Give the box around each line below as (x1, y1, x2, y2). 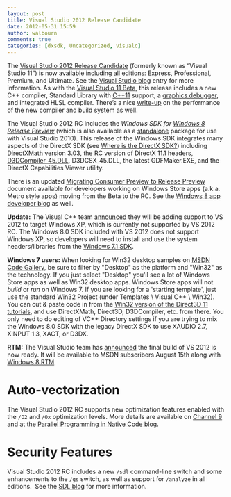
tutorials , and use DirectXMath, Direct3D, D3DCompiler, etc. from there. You (7, 307, 224, 316)
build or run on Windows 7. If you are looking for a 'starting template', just (7, 286, 216, 293)
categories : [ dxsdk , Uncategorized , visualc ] (7, 42, 141, 49)
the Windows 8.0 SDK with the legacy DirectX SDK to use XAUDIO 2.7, (7, 323, 208, 330)
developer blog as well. (7, 199, 74, 207)
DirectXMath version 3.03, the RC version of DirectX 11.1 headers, (7, 149, 194, 157)
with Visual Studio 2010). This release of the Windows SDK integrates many (7, 134, 223, 142)
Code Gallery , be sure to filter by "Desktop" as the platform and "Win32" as (7, 263, 223, 271)
